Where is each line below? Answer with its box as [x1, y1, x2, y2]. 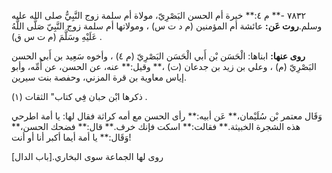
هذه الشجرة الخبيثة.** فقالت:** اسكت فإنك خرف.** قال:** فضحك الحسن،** [11, 121, 301, 132]
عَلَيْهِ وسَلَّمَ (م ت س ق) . [11, 31, 103, 42]
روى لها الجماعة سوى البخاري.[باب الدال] [11, 151, 164, 162]
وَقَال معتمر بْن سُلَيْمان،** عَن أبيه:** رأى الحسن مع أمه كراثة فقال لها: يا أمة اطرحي [11, 110, 323, 122]
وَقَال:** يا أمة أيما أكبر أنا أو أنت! [11, 131, 132, 143]
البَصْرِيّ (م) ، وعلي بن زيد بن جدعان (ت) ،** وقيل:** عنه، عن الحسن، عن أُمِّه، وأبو [11, 61, 317, 72]
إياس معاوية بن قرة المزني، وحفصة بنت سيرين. [11, 71, 188, 83]
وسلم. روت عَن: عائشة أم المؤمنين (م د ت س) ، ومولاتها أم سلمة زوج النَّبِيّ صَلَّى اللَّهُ [11, 20, 323, 32]
